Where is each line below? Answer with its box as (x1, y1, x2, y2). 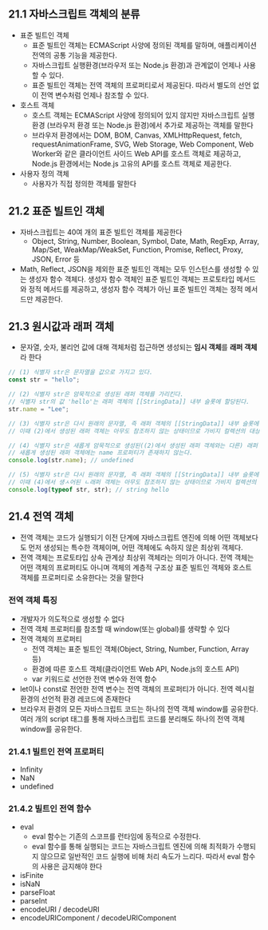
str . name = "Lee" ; (8, 405, 69, 413)
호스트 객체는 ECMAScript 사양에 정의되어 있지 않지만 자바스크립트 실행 (31, 110, 255, 120)
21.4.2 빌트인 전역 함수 (8, 803, 92, 814)
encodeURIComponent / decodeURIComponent (19, 912, 177, 922)
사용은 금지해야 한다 (40, 861, 103, 871)
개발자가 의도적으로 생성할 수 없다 (19, 614, 125, 624)
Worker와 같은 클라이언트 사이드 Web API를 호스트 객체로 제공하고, (31, 149, 242, 158)
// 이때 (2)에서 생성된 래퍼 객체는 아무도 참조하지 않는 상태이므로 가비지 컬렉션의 (8, 427, 246, 435)
